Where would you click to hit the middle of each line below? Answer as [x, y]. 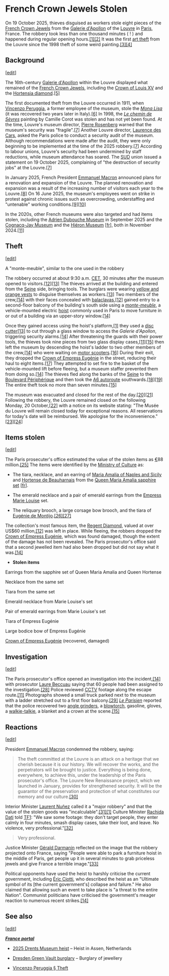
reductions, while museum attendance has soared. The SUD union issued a [83, 157]
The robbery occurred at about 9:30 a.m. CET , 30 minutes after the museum [84, 278]
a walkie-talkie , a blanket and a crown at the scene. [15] [63, 711]
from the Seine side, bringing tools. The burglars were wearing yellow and [82, 289]
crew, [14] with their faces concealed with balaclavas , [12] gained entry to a [82, 299]
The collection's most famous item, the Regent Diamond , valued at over [79, 525]
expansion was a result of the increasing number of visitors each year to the [84, 188]
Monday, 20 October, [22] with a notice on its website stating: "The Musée [82, 405]
